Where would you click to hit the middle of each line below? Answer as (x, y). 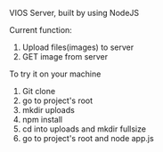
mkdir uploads (49, 110)
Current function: (41, 30)
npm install (42, 120)
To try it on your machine (55, 74)
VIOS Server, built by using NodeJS (74, 13)
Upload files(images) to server (78, 47)
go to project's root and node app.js (88, 138)
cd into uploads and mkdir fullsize (84, 129)
